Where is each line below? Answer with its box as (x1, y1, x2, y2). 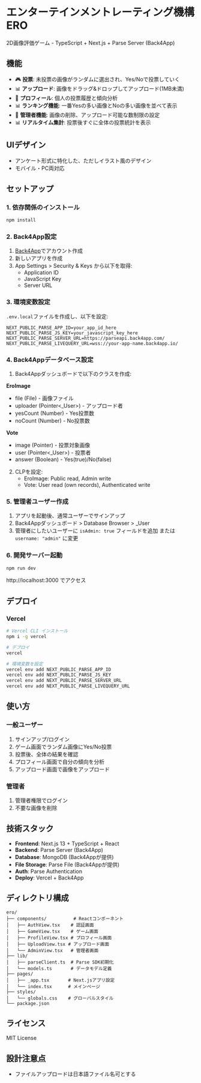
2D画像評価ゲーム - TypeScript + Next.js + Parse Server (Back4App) (6, 39, 175, 46)
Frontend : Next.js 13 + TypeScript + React (14, 840, 119, 847)
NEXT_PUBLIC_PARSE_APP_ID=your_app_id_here (6, 325, 117, 331)
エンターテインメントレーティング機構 (6, 5, 195, 19)
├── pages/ (6, 971, 34, 977)
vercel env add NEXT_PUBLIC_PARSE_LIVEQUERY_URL (6, 683, 130, 689)
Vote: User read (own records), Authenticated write (23, 481, 151, 489)
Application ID (23, 269, 59, 276)
